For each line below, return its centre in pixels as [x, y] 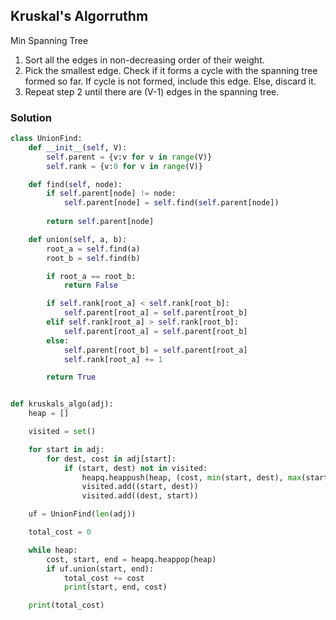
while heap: [53, 550]
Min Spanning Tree [49, 40]
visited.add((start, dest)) [140, 487]
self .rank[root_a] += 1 [113, 359]
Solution [31, 117]
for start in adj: [66, 449]
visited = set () [62, 432]
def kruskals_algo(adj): [62, 404]
